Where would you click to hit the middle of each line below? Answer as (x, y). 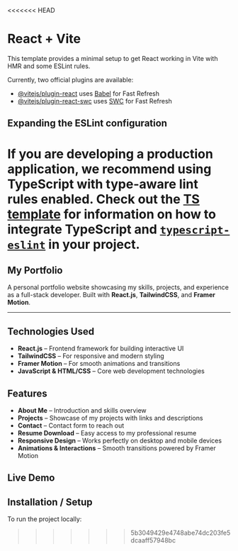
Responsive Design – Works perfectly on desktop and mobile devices (119, 440)
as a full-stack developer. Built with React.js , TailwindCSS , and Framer (112, 295)
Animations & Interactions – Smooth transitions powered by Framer (117, 448)
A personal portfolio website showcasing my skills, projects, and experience (118, 287)
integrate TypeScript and (82, 229)
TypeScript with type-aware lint (103, 184)
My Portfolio (35, 270)
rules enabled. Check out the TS (104, 199)
